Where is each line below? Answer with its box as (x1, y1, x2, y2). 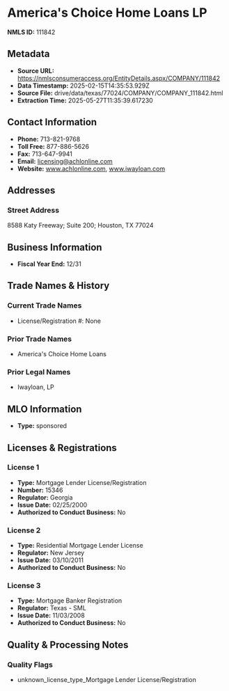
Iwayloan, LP (17, 383, 54, 391)
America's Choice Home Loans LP (7, 5, 207, 21)
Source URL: (17, 66, 54, 74)
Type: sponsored (17, 422, 68, 430)
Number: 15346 (17, 486, 63, 494)
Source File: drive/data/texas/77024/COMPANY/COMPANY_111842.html (17, 88, 223, 97)
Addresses (7, 184, 56, 196)
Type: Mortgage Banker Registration (17, 596, 123, 605)
